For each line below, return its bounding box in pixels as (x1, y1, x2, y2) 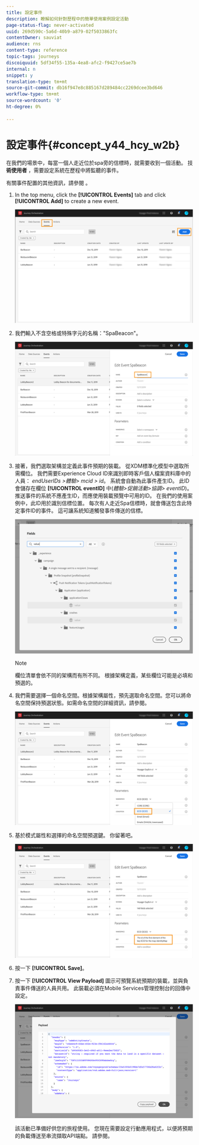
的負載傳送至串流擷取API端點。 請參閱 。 (14, 1132, 114, 1139)
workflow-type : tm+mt (6, 91, 60, 98)
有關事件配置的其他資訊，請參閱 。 (6, 179, 91, 186)
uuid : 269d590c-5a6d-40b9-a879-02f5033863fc (6, 29, 118, 35)
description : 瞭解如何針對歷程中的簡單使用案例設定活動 (6, 15, 129, 22)
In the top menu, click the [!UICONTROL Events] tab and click (14, 191, 166, 198)
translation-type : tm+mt (6, 79, 68, 85)
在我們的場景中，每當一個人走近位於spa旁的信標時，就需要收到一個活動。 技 (6, 159, 193, 166)
